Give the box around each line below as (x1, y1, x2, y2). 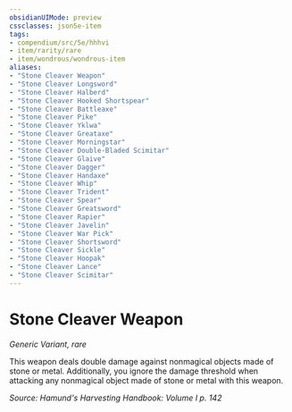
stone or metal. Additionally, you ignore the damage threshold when (9, 366, 259, 376)
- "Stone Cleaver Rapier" (9, 212, 105, 222)
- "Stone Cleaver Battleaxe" (9, 105, 118, 114)
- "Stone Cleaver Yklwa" (9, 122, 102, 130)
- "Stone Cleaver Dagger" (9, 163, 105, 172)
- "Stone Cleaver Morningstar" (9, 138, 126, 147)
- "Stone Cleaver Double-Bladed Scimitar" (9, 146, 170, 155)
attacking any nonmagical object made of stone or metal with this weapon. (9, 374, 284, 385)
